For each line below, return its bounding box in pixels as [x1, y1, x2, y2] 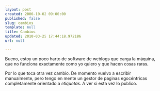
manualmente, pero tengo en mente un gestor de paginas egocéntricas [5, 75, 147, 81]
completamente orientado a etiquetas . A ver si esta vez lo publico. [5, 80, 137, 86]
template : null [5, 25, 36, 30]
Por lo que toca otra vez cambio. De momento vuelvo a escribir [5, 70, 131, 76]
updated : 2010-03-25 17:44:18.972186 [5, 34, 81, 39]
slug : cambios [5, 20, 34, 26]
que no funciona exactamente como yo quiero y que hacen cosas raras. [5, 61, 149, 66]
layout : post [5, 7, 32, 12]
